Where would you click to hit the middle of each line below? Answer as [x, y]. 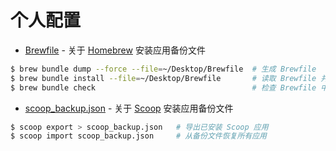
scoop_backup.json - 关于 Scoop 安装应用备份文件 [129, 108]
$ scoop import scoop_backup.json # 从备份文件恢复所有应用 [139, 136]
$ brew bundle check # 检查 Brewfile [163, 87]
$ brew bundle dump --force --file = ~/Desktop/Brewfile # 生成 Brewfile [163, 69]
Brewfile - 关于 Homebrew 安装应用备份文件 [115, 50]
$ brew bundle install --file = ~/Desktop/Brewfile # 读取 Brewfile [163, 78]
